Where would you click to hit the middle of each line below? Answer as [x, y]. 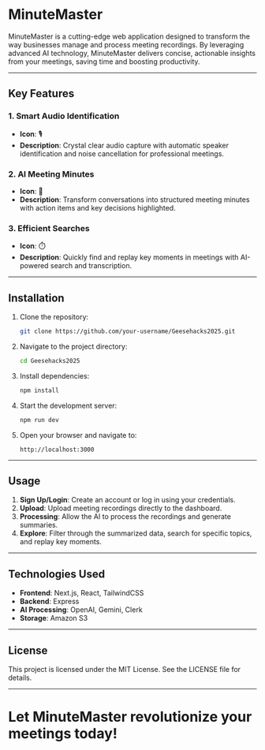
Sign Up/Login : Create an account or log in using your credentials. [128, 500]
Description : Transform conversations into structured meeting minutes [134, 200]
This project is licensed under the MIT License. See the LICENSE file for [125, 669]
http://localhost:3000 [57, 450]
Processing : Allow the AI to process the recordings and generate [125, 517]
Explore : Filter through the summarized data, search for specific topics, [136, 533]
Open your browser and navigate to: [78, 435]
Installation [36, 298]
